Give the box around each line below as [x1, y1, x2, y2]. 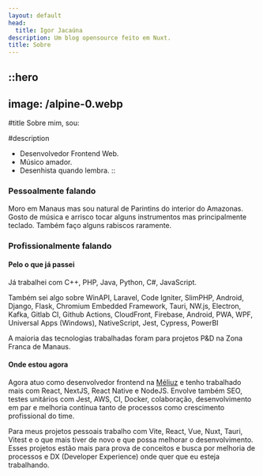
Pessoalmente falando [8, 185, 96, 196]
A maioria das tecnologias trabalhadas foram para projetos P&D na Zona [8, 333, 243, 343]
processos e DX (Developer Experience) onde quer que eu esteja [8, 451, 220, 461]
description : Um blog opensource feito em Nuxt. [8, 33, 171, 42]
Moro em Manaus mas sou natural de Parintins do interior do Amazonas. [8, 204, 243, 213]
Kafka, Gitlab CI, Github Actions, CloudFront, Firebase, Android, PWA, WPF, [8, 310, 254, 319]
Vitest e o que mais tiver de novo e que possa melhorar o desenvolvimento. [8, 435, 254, 444]
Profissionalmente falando [8, 240, 112, 251]
